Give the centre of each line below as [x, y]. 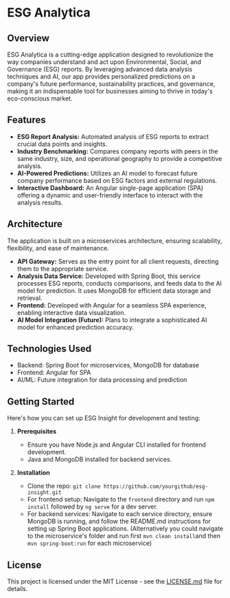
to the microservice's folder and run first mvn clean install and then [124, 536]
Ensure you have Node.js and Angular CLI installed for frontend [116, 445]
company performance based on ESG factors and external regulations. [117, 180]
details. [18, 589]
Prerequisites [37, 431]
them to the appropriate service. [62, 268]
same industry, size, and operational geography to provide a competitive [119, 158]
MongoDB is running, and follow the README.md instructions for [119, 522]
